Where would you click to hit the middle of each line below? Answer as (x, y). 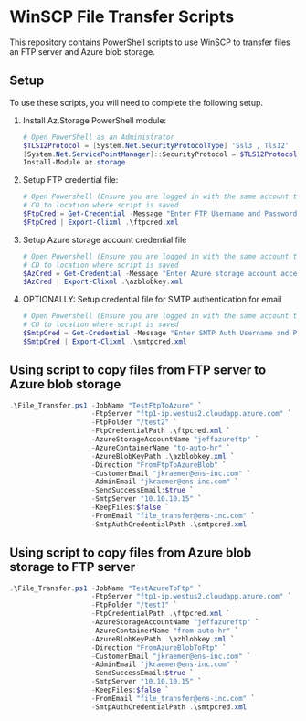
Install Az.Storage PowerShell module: (95, 120)
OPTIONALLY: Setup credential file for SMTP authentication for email (152, 300)
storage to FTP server (73, 567)
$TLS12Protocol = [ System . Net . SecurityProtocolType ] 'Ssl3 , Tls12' (156, 145)
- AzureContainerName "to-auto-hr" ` (161, 448)
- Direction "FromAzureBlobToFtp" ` (158, 647)
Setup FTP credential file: (70, 180)
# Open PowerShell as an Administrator (99, 137)
